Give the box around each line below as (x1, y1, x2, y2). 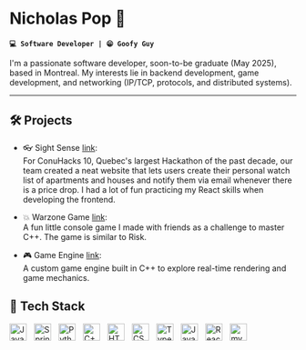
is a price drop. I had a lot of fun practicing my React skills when (22, 184, 264, 195)
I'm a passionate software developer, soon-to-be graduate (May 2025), (9, 57, 277, 68)
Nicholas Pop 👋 (9, 8, 126, 29)
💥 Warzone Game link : (22, 211, 107, 222)
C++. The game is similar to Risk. (22, 231, 148, 242)
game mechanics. (22, 272, 90, 283)
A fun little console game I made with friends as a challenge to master (22, 222, 285, 233)
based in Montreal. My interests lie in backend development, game (9, 67, 260, 78)
